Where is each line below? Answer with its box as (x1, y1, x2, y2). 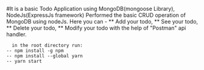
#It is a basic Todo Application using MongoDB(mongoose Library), (6, 5, 175, 12)
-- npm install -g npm (6, 48, 64, 54)
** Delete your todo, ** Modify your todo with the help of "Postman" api (6, 24, 186, 31)
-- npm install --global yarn (6, 53, 83, 59)
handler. (6, 31, 27, 38)
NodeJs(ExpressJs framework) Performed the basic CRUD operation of (6, 11, 186, 19)
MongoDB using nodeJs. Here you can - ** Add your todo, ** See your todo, (6, 18, 199, 25)
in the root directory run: (12, 42, 83, 48)
